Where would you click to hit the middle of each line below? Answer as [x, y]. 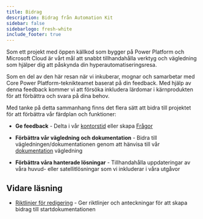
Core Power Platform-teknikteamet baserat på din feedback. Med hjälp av [99, 83]
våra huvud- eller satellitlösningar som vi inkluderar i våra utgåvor [98, 169]
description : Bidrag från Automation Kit [60, 18]
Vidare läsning [34, 188]
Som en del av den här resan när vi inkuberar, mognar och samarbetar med [101, 77]
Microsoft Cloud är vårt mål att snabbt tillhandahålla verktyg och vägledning [101, 58]
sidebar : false [26, 23]
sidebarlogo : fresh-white [39, 29]
